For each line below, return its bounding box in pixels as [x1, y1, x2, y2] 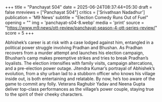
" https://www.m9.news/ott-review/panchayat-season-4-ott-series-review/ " [5, 25, 158, 31]
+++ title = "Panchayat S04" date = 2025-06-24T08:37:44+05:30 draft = [5, 4, 153, 10]
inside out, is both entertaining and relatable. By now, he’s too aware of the [5, 76, 155, 82]
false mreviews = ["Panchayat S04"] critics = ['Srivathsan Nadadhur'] [5, 9, 145, 15]
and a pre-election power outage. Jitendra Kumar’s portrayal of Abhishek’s [5, 65, 155, 71]
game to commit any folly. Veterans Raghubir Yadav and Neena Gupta [5, 81, 145, 87]
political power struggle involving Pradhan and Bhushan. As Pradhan [5, 45, 143, 50]
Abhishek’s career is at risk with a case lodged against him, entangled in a [5, 40, 154, 45]
